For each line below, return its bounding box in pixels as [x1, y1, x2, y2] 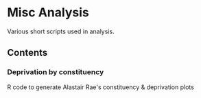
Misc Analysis [7, 5, 89, 20]
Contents [7, 47, 48, 59]
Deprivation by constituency [7, 67, 104, 77]
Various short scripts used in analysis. [7, 27, 115, 35]
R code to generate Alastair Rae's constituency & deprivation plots [7, 83, 194, 91]
